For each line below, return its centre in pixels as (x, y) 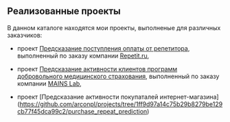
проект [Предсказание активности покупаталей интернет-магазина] (118, 97)
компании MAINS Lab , (49, 83)
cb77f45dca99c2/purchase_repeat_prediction (82, 111)
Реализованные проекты (64, 11)
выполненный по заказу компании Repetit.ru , (83, 56)
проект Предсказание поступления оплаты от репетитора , (103, 48)
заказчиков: (25, 35)
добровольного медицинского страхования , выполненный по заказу (118, 76)
